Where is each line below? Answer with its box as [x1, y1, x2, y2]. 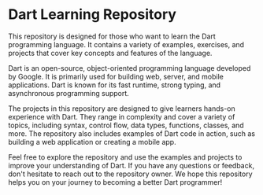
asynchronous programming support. [8, 88, 130, 97]
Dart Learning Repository [8, 6, 177, 24]
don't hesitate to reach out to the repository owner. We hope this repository [8, 169, 254, 178]
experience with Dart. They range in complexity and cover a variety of [8, 112, 235, 121]
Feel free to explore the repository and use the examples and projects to [8, 152, 243, 162]
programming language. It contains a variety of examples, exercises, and [8, 39, 245, 49]
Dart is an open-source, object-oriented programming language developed [8, 63, 251, 72]
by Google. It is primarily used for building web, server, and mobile [8, 72, 224, 81]
